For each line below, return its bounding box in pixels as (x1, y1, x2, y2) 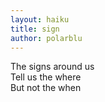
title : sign (10, 24, 60, 34)
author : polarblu (10, 33, 83, 43)
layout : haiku (10, 14, 70, 25)
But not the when (10, 82, 82, 94)
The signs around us (10, 61, 95, 73)
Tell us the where (10, 71, 82, 83)
